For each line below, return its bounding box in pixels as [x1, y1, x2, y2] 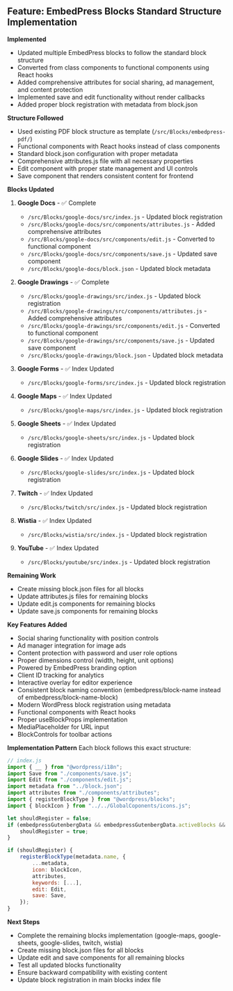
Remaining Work [7, 571, 56, 579]
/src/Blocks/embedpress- [154, 128, 226, 135]
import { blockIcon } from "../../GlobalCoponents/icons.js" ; [7, 802, 191, 809]
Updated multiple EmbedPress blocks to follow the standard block [17, 48, 207, 56]
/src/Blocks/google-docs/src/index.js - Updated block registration [27, 212, 223, 221]
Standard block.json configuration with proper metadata [17, 149, 179, 157]
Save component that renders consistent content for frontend [17, 171, 194, 180]
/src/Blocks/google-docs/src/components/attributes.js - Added [27, 219, 216, 228]
